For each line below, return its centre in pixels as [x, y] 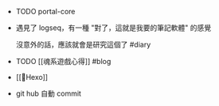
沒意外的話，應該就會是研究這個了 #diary [83, 44]
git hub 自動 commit [49, 93]
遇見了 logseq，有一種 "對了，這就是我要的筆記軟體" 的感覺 [113, 28]
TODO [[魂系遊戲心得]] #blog [63, 61]
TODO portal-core [45, 11]
